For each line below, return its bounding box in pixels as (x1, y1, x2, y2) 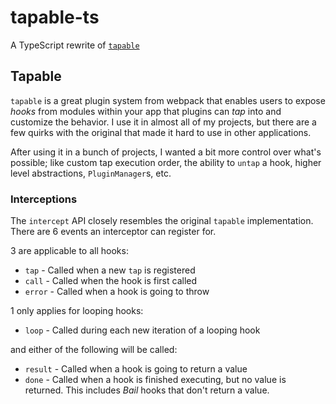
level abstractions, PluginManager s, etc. (10, 167, 172, 179)
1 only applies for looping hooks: (10, 305, 144, 317)
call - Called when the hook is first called (24, 275, 198, 287)
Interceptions (10, 192, 78, 206)
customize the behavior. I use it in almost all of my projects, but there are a (10, 116, 317, 128)
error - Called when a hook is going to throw (24, 286, 210, 298)
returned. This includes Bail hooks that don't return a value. (24, 384, 270, 396)
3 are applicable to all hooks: (10, 245, 129, 257)
